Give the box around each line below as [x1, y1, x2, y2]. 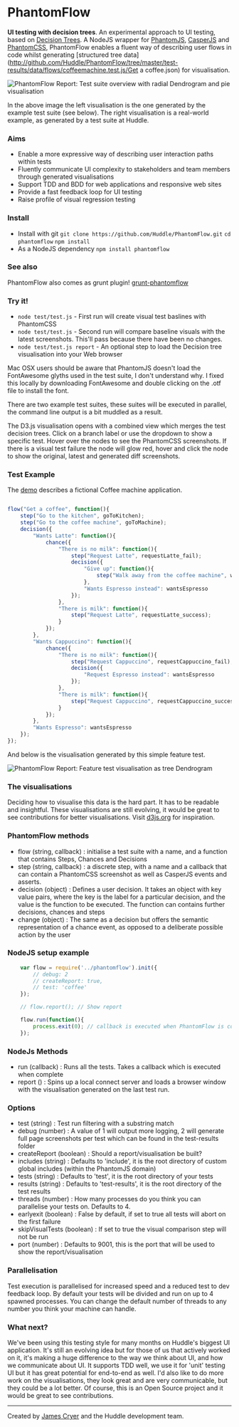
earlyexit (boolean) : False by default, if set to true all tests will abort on [17, 1210, 226, 1218]
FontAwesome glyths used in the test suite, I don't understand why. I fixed [7, 372, 224, 380]
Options [7, 1102, 36, 1112]
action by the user [17, 930, 71, 939]
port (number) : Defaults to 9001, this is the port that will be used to [17, 1240, 216, 1249]
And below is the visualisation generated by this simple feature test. [7, 750, 206, 759]
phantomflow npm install [17, 238, 90, 246]
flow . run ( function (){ [20, 1016, 84, 1023]
